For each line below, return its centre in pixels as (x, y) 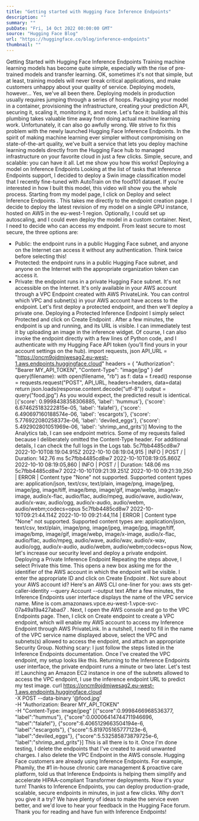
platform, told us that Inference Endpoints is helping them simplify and (101, 773)
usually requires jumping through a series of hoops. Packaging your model (97, 99)
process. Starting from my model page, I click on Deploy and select (89, 194)
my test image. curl (38, 685)
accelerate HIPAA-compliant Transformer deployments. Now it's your (99, 780)
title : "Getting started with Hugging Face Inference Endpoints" (89, 12)
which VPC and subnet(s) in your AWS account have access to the (96, 300)
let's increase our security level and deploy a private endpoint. (91, 552)
